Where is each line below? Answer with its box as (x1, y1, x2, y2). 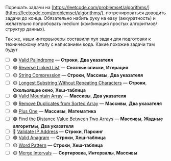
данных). (26, 26, 46, 32)
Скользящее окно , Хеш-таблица (12, 87, 86, 93)
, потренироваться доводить (103, 10, 166, 16)
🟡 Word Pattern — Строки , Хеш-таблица (12, 142, 103, 148)
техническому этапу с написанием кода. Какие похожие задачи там (5, 41, 155, 47)
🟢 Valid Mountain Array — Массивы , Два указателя (12, 93, 127, 99)
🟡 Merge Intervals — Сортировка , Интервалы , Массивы (12, 150, 138, 156)
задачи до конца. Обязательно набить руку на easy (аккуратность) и (5, 15, 156, 21)
